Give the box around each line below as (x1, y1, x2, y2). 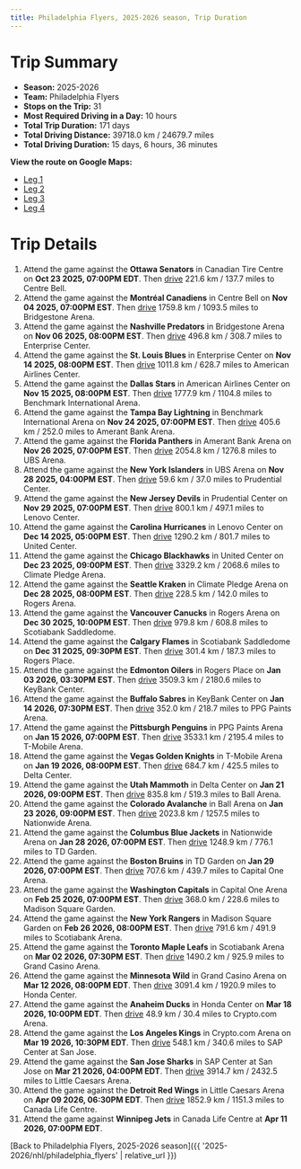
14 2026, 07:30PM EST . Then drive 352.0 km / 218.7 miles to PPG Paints (22, 703, 292, 713)
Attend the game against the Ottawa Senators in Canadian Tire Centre (22, 263, 284, 274)
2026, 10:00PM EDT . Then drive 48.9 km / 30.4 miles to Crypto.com (22, 1008, 277, 1019)
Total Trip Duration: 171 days (22, 120, 131, 130)
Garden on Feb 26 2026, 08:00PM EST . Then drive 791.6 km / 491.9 (22, 922, 277, 933)
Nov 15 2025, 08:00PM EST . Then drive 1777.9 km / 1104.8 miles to (22, 387, 272, 398)
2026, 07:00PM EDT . (22, 1122, 103, 1133)
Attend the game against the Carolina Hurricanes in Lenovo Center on (22, 521, 283, 532)
